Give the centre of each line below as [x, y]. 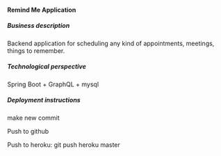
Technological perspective [47, 67]
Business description [39, 26]
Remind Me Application [42, 10]
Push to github [28, 131]
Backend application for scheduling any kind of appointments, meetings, [111, 43]
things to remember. [36, 50]
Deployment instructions [44, 100]
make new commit [34, 118]
